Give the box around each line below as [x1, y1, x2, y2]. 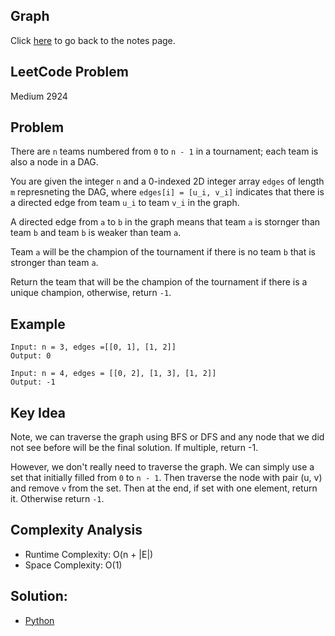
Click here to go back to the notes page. [10, 34, 176, 46]
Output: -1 [10, 377, 56, 388]
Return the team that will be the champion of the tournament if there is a [10, 276, 308, 288]
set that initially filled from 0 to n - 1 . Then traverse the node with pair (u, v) [10, 472, 323, 484]
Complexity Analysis [10, 522, 143, 539]
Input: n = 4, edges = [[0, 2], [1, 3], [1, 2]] [10, 369, 217, 379]
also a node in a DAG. [10, 156, 99, 168]
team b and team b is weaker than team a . [10, 227, 182, 239]
